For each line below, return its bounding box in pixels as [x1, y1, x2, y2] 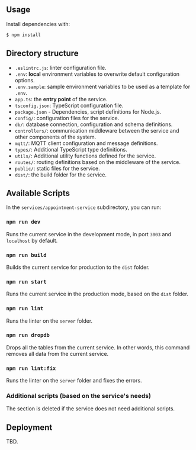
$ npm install [6, 32, 41, 38]
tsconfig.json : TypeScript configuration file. [14, 102, 124, 109]
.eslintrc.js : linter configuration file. [14, 64, 107, 71]
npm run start [6, 278, 47, 285]
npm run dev [6, 218, 41, 226]
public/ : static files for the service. [14, 165, 100, 172]
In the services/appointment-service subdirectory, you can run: [6, 204, 162, 211]
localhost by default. [6, 237, 58, 244]
